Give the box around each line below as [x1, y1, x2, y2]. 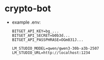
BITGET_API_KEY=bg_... [11, 29, 59, 33]
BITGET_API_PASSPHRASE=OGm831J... [11, 37, 84, 42]
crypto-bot [4, 3, 51, 14]
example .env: [11, 19, 41, 25]
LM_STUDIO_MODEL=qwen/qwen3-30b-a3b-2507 [11, 46, 99, 51]
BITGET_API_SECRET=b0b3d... [11, 33, 70, 38]
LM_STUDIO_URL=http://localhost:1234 [11, 50, 91, 55]
